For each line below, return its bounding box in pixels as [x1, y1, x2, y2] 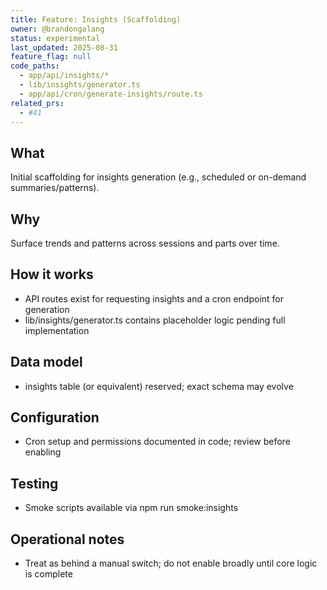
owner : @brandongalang [10, 24, 105, 34]
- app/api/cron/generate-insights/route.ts [19, 89, 203, 99]
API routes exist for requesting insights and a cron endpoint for [24, 292, 285, 305]
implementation [24, 324, 90, 336]
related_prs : [10, 98, 65, 108]
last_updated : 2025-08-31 [10, 42, 118, 53]
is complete [24, 568, 73, 580]
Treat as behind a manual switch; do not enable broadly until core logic [24, 557, 318, 570]
